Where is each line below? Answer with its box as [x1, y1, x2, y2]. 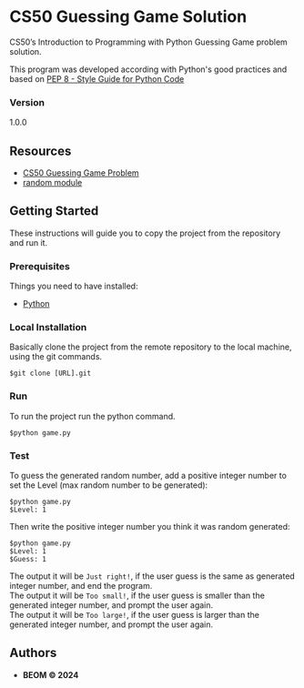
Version [9, 96, 46, 108]
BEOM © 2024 [22, 669, 79, 680]
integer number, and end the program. [9, 581, 153, 592]
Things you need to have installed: [9, 280, 138, 292]
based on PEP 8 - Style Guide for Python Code [9, 73, 185, 84]
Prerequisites [9, 259, 70, 272]
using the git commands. [9, 351, 103, 362]
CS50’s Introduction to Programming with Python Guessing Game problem [9, 36, 289, 47]
